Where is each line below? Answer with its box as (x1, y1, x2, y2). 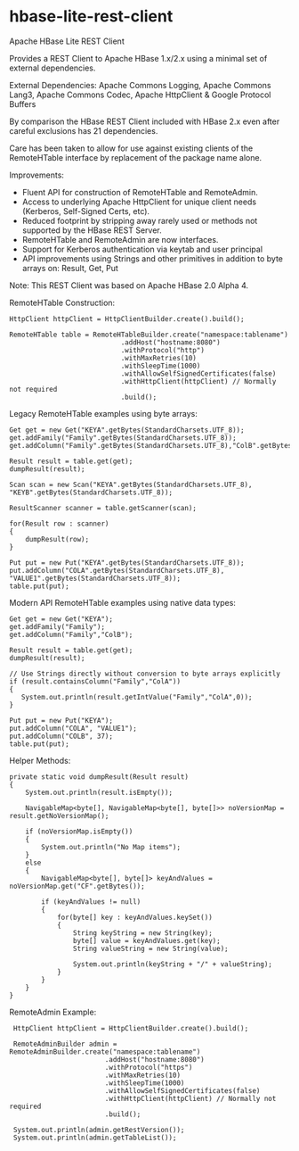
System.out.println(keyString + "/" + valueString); (72, 959, 273, 969)
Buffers (9, 98, 36, 109)
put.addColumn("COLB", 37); (9, 732, 114, 741)
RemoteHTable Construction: (9, 297, 116, 308)
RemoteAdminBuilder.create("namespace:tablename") (9, 1047, 201, 1056)
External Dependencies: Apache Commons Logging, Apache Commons (9, 79, 271, 90)
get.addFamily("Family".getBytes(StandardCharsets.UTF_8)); (9, 433, 238, 443)
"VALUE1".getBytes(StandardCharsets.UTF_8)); (9, 574, 181, 583)
